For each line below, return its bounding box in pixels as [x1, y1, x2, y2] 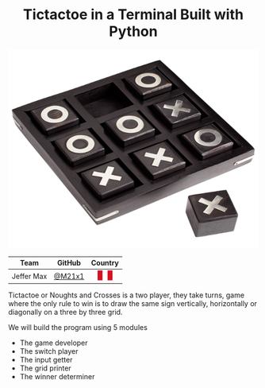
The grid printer [19, 363, 71, 373]
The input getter [19, 355, 73, 365]
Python [109, 22, 158, 41]
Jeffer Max [11, 271, 48, 281]
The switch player [19, 347, 79, 356]
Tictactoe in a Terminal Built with [22, 6, 244, 24]
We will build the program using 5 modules [8, 323, 148, 332]
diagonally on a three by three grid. [8, 308, 123, 317]
